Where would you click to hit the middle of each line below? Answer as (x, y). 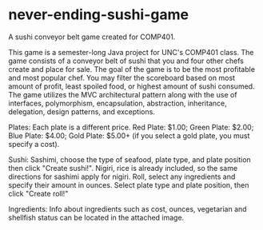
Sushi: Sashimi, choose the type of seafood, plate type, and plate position (130, 159)
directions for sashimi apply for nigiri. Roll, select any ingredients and (122, 176)
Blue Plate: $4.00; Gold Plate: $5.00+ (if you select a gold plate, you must (129, 135)
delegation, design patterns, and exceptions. (82, 111)
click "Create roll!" (38, 193)
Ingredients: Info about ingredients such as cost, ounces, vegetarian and (128, 208)
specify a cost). (34, 144)
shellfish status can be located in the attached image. (96, 217)
